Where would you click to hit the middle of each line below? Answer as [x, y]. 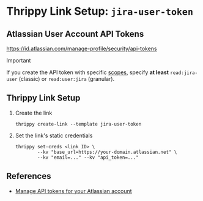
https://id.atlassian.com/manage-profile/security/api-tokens [82, 48]
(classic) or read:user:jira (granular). [67, 79]
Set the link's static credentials [54, 135]
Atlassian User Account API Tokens [75, 34]
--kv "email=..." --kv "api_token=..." [88, 157]
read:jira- [184, 73]
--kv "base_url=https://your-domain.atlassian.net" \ [107, 152]
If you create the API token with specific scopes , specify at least [88, 72]
